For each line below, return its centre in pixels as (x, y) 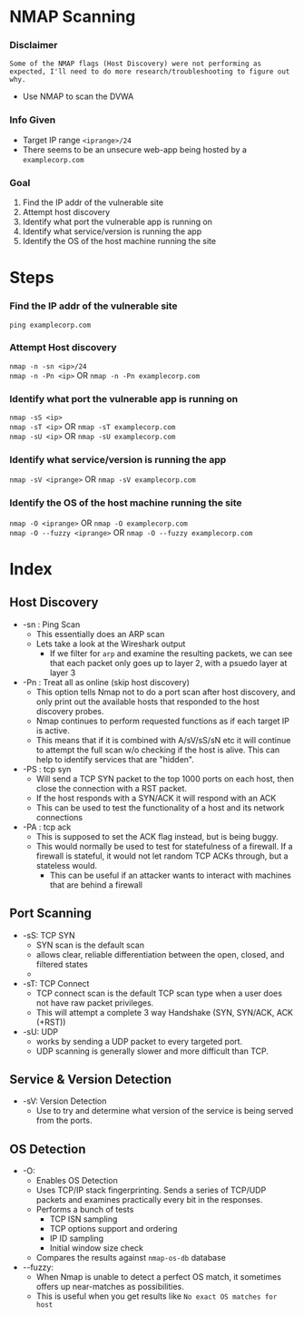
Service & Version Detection (91, 1079)
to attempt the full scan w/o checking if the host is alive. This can (158, 750)
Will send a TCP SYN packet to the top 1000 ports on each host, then (165, 779)
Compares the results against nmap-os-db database (131, 1258)
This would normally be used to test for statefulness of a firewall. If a (164, 846)
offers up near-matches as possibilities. (110, 1287)
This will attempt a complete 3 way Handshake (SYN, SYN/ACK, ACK (164, 1012)
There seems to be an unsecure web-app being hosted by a (135, 149)
